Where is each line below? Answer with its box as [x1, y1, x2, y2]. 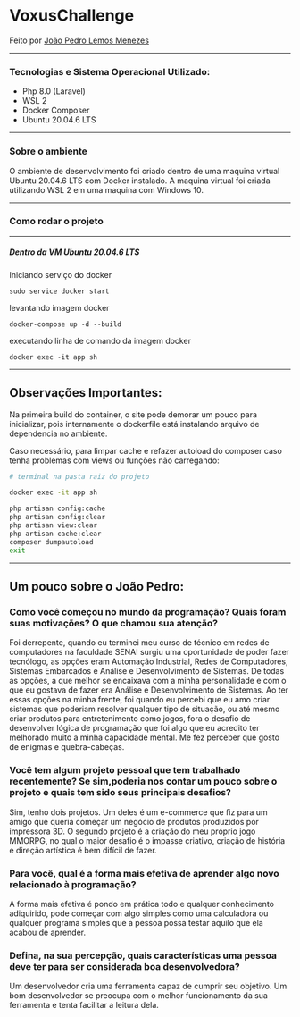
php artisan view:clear [9, 521, 98, 530]
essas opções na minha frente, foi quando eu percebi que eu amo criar [9, 694, 271, 705]
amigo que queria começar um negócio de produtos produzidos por [9, 816, 259, 827]
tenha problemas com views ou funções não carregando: [9, 455, 221, 466]
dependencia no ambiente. [9, 428, 108, 439]
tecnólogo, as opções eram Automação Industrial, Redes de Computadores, [9, 656, 288, 667]
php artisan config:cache [9, 504, 105, 514]
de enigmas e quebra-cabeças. [9, 742, 125, 752]
